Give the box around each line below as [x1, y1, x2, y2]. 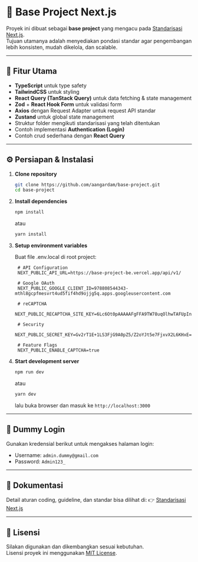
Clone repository [14, 170, 57, 178]
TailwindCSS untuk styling [14, 88, 80, 95]
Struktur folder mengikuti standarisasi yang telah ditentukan [14, 119, 160, 126]
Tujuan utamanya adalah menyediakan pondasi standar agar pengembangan [6, 37, 192, 44]
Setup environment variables [14, 242, 88, 249]
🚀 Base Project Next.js [6, 5, 117, 19]
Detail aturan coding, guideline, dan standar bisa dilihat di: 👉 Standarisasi [6, 497, 186, 504]
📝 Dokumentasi [6, 481, 64, 491]
